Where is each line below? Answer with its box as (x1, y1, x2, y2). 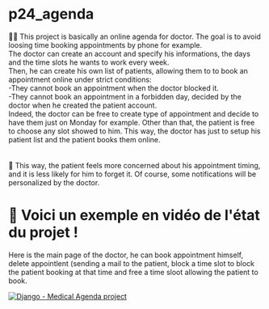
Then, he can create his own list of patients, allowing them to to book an (8, 66, 249, 75)
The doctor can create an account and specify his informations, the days (8, 49, 250, 58)
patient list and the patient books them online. (8, 134, 161, 144)
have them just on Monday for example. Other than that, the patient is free (8, 117, 255, 127)
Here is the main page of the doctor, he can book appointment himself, (8, 250, 244, 260)
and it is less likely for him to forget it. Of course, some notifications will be (8, 169, 257, 179)
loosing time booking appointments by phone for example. (8, 40, 203, 49)
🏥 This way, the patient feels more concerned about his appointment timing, (8, 160, 261, 170)
